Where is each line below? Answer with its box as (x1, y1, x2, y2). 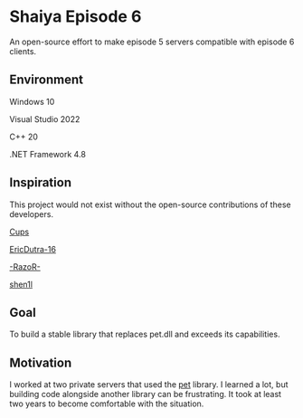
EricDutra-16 (9, 243, 57, 254)
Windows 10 (9, 96, 55, 107)
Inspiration (9, 175, 72, 191)
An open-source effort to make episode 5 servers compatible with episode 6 (9, 36, 295, 47)
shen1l (9, 279, 33, 290)
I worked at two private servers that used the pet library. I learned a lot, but (9, 379, 289, 390)
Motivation (9, 355, 72, 370)
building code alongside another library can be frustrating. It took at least (9, 389, 282, 400)
